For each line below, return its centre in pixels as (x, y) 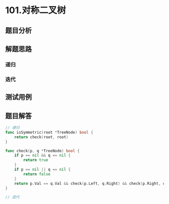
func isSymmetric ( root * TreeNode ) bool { (49, 132)
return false (37, 174)
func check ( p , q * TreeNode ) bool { (43, 151)
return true (36, 160)
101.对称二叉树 (36, 10)
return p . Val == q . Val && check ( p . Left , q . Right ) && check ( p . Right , (88, 183)
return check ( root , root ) (41, 137)
